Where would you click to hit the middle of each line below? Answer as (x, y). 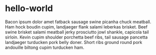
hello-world (29, 8)
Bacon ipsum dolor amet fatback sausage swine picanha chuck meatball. (78, 22)
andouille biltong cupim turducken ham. (45, 47)
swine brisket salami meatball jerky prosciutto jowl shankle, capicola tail (77, 32)
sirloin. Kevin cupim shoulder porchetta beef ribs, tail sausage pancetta (77, 37)
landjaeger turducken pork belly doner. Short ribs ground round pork (74, 42)
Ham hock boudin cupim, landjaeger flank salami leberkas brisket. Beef (76, 27)
